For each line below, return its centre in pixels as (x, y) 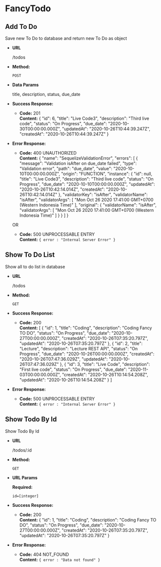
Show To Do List (30, 255)
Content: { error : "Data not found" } (60, 559)
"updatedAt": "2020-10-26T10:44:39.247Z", (106, 129)
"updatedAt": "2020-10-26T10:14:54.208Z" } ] (66, 380)
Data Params (25, 85)
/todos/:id (22, 450)
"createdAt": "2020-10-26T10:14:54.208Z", (105, 374)
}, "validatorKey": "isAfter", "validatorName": (103, 194)
